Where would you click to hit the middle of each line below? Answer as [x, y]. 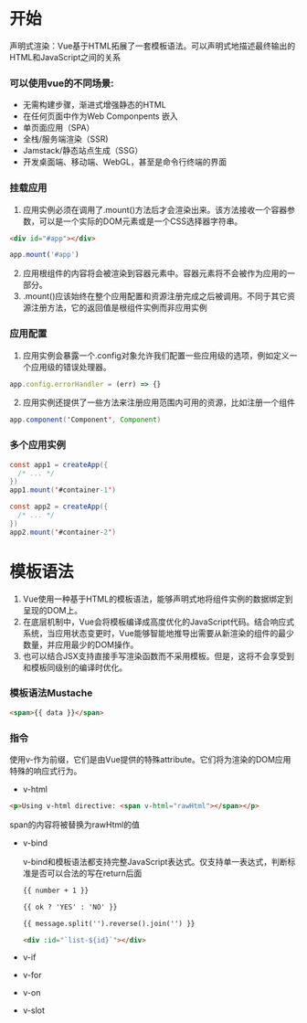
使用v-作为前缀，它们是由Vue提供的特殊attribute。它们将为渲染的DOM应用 [150, 760]
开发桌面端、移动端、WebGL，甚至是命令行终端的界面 [124, 162]
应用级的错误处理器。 [71, 367]
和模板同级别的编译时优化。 [75, 667]
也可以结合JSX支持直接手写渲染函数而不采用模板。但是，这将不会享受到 [159, 655]
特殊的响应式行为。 [46, 771]
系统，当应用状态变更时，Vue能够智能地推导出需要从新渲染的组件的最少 [158, 633]
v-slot [34, 1010]
